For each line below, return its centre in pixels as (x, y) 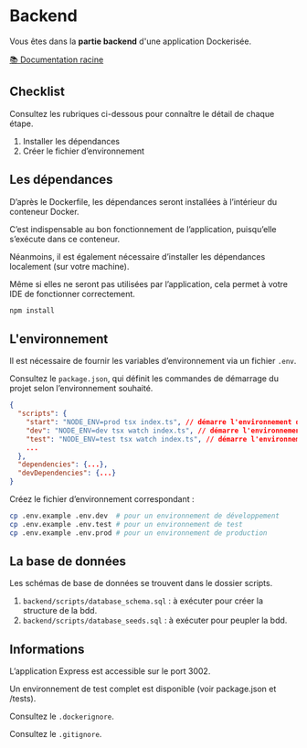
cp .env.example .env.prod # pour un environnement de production (138, 533)
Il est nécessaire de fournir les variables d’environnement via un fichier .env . (153, 361)
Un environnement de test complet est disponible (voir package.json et (143, 689)
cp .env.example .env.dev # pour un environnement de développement (145, 516)
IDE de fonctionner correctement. (72, 294)
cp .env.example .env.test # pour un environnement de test (127, 524)
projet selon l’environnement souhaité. (81, 389)
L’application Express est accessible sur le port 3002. (110, 671)
